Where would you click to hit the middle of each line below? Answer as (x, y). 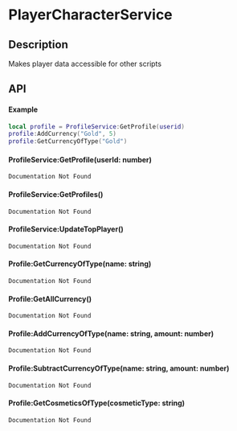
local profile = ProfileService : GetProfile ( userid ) (96, 126)
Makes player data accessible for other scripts (85, 64)
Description (38, 45)
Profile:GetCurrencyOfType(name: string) (80, 264)
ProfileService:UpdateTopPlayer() (66, 229)
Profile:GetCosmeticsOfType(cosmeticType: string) (97, 403)
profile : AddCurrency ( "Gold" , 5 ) (62, 134)
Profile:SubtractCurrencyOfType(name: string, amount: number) (119, 368)
